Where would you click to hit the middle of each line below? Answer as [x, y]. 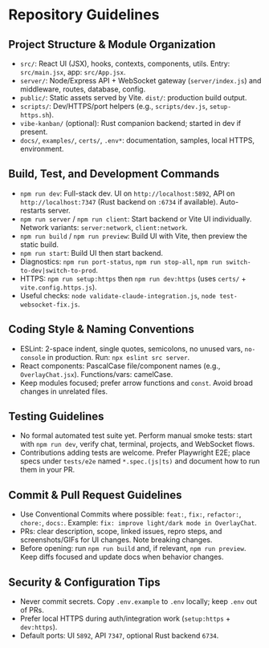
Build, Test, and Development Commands [114, 174]
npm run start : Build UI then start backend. [91, 253]
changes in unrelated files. [64, 391]
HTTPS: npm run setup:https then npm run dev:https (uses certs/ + [133, 278]
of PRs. [32, 610]
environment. [42, 149]
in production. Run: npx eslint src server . [118, 357]
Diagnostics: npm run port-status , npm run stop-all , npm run [121, 261]
